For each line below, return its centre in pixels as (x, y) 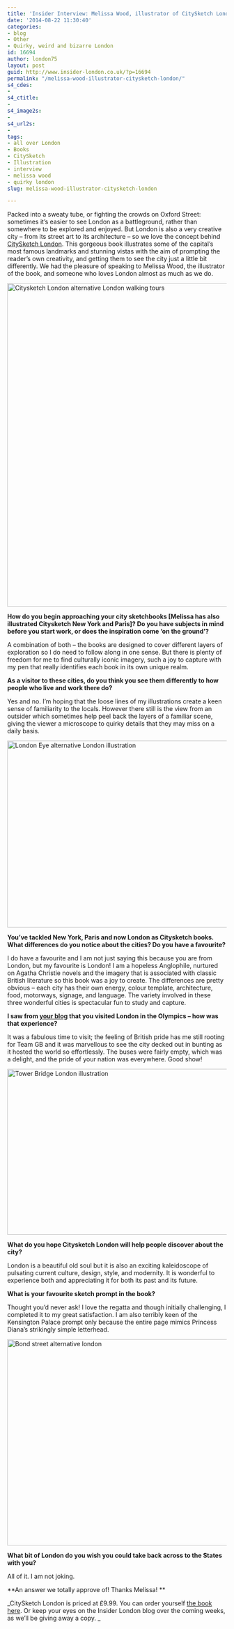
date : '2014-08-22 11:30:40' (49, 20)
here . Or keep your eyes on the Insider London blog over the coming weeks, (116, 1611)
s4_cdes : (20, 85)
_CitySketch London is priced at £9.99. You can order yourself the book (110, 1603)
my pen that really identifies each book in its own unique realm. (98, 667)
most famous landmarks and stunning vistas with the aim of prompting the (114, 251)
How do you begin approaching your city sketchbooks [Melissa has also (114, 616)
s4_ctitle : (23, 98)
